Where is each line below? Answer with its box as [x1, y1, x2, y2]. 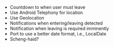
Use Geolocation [9, 15, 45, 20]
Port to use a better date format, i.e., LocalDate [9, 31, 107, 36]
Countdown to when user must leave [9, 4, 86, 10]
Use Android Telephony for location [9, 9, 83, 15]
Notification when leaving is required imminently [9, 25, 110, 31]
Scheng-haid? [9, 36, 39, 42]
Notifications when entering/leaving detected [9, 20, 103, 26]
